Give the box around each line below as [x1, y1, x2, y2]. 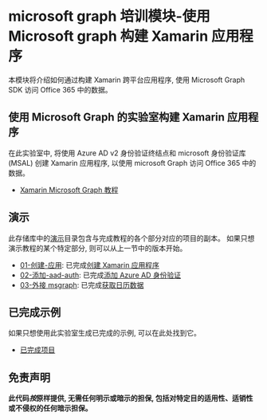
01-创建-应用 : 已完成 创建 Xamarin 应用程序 [19, 260, 159, 269]
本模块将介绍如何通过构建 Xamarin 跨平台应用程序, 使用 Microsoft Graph [8, 75, 245, 84]
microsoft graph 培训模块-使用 [8, 7, 211, 26]
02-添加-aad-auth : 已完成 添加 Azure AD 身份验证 [19, 270, 182, 280]
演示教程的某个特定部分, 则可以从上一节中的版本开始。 [8, 243, 187, 253]
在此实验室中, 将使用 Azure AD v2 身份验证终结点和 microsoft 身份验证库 [8, 148, 246, 158]
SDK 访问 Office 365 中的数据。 [8, 84, 112, 94]
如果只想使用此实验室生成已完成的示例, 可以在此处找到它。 [8, 328, 201, 338]
